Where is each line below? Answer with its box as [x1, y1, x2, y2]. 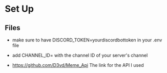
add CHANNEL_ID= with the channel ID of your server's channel [12, 52, 148, 58]
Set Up [5, 3, 34, 15]
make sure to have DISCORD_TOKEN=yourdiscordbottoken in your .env [12, 37, 162, 43]
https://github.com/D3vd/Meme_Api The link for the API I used [12, 62, 144, 68]
